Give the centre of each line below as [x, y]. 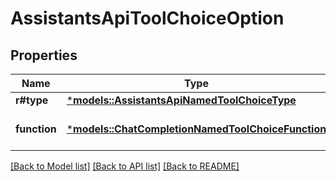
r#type [32, 100]
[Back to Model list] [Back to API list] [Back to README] [125, 166]
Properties [44, 55]
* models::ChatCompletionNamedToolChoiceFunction [196, 129]
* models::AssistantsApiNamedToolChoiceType [181, 100]
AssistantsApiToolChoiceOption [147, 18]
